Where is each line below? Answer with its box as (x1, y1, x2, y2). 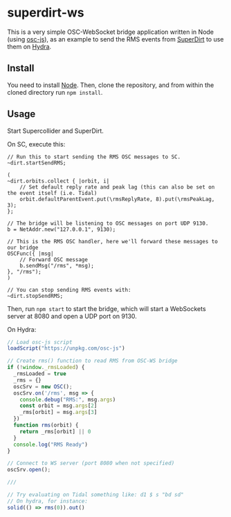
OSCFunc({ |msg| (7, 250, 54, 257)
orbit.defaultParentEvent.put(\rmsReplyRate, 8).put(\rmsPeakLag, (19, 196, 215, 203)
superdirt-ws (7, 5, 84, 21)
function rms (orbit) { (13, 422, 79, 429)
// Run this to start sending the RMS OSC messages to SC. (7, 153, 181, 160)
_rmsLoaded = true (13, 370, 67, 377)
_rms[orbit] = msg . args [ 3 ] (19, 409, 98, 416)
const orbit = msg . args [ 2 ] (19, 402, 98, 409)
